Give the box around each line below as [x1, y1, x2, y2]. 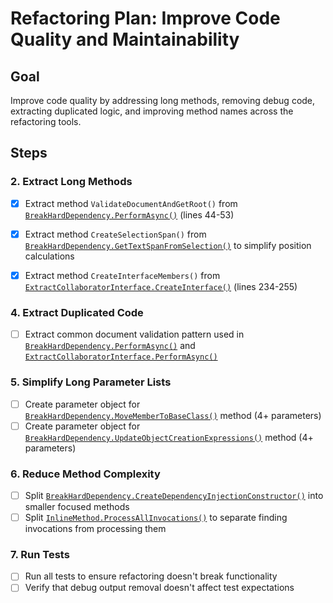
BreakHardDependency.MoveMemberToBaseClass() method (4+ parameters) [24, 409, 322, 421]
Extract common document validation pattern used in [24, 328, 245, 341]
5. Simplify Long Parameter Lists [10, 375, 172, 389]
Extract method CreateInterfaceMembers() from [24, 269, 221, 281]
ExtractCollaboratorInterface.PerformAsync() [24, 352, 218, 362]
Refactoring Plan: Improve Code [10, 7, 281, 30]
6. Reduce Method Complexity [10, 467, 161, 481]
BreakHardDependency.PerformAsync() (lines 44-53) [24, 208, 235, 221]
